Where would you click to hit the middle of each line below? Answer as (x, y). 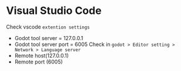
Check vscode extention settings (48, 27)
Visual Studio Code (54, 11)
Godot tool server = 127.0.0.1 (49, 38)
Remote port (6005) (38, 62)
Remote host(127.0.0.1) (42, 55)
